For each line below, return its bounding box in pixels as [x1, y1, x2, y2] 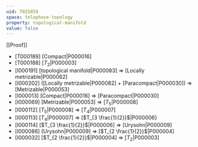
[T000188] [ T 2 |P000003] [14, 59, 77, 68]
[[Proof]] [6, 41, 28, 49]
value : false [6, 25, 39, 31]
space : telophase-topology [6, 14, 73, 20]
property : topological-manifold [6, 20, 86, 25]
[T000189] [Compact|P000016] [14, 53, 92, 60]
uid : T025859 [6, 8, 39, 15]
